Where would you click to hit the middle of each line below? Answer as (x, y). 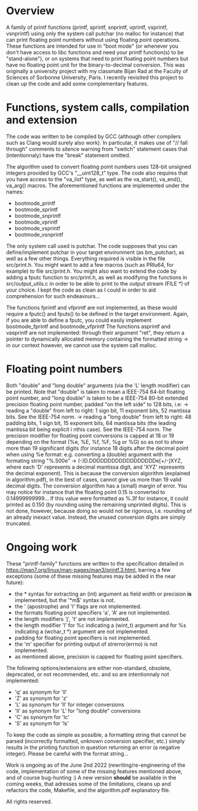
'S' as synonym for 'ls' (42, 723)
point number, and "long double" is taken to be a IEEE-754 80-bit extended (97, 398)
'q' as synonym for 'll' (41, 692)
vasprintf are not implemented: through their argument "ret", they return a (95, 332)
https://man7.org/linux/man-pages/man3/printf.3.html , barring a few (88, 570)
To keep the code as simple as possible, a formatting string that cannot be (96, 735)
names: (15, 192)
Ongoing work (42, 547)
